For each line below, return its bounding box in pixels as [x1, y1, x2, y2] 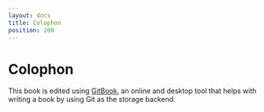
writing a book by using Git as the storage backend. [8, 95, 176, 104]
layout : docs [8, 11, 51, 20]
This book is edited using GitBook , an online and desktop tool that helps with [8, 86, 257, 95]
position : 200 [8, 26, 55, 34]
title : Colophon [8, 19, 61, 27]
